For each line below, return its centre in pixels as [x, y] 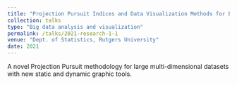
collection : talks [34, 20]
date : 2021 [23, 46]
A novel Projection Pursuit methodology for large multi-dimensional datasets [118, 66]
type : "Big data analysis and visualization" [75, 27]
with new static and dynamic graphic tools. [69, 74]
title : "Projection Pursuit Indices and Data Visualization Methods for [116, 14]
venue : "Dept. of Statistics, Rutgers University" [83, 40]
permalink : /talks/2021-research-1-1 [63, 33]
